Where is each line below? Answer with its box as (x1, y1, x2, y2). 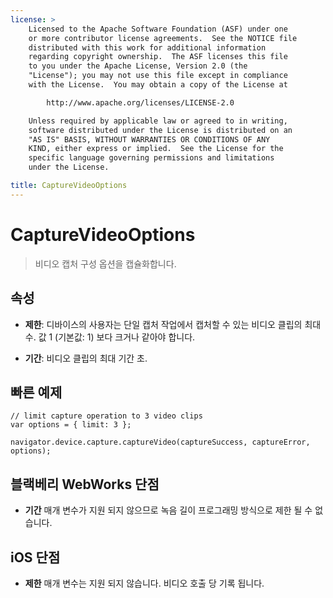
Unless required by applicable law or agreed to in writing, (28, 116, 288, 126)
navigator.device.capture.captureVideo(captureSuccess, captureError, (10, 437, 311, 448)
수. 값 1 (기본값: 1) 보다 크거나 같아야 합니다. (24, 331, 196, 343)
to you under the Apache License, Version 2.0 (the (28, 61, 248, 71)
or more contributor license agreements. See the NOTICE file (28, 33, 298, 43)
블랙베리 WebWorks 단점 (10, 476, 160, 493)
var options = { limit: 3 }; (10, 420, 132, 430)
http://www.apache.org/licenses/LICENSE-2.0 (46, 97, 235, 108)
